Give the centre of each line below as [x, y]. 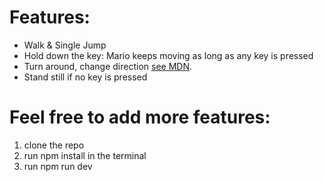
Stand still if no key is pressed [85, 77]
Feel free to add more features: [140, 117]
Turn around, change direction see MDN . [107, 66]
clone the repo [54, 145]
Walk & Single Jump [65, 45]
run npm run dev [58, 166]
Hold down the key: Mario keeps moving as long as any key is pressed [168, 55]
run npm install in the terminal [85, 155]
